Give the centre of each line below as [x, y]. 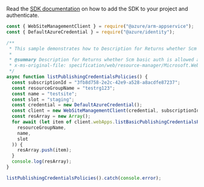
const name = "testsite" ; [45, 93]
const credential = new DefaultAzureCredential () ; [77, 105]
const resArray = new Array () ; [51, 117]
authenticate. [23, 15]
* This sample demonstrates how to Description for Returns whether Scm [103, 49]
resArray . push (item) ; [44, 150]
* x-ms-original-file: [38, 66]
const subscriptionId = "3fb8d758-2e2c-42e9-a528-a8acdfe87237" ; [96, 82]
